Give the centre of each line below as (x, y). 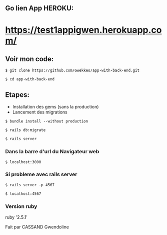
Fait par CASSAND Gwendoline (37, 227)
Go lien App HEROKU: (39, 8)
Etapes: (17, 95)
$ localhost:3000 (23, 162)
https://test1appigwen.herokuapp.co (83, 30)
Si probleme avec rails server (41, 174)
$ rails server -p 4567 (30, 185)
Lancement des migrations (40, 112)
